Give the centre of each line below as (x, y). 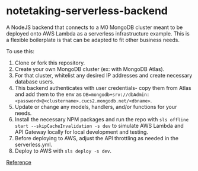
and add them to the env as (48, 94)
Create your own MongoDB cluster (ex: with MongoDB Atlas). (90, 69)
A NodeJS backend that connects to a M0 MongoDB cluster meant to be (95, 27)
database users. (34, 82)
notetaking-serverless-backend (87, 11)
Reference (19, 162)
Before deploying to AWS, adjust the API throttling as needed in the (97, 138)
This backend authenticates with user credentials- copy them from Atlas (103, 88)
